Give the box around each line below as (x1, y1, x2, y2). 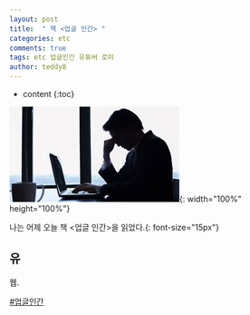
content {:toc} (22, 89, 75, 99)
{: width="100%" (179, 193, 242, 204)
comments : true (9, 44, 67, 53)
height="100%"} (9, 203, 71, 213)
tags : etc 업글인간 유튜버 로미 (9, 53, 115, 63)
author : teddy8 (9, 63, 67, 72)
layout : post (9, 15, 59, 24)
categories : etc (9, 34, 71, 43)
